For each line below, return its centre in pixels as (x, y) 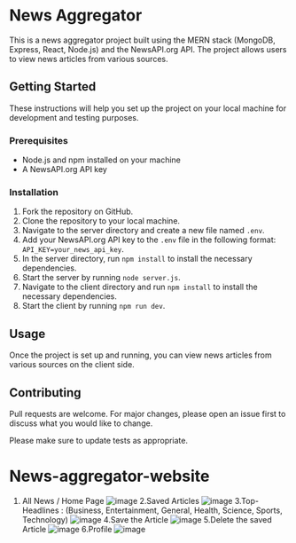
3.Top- (247, 500)
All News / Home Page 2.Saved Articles (110, 500)
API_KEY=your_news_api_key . (73, 249)
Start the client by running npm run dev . (93, 306)
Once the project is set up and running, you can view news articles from (140, 355)
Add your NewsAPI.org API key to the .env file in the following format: (149, 240)
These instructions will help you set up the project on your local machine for (148, 108)
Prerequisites (39, 140)
